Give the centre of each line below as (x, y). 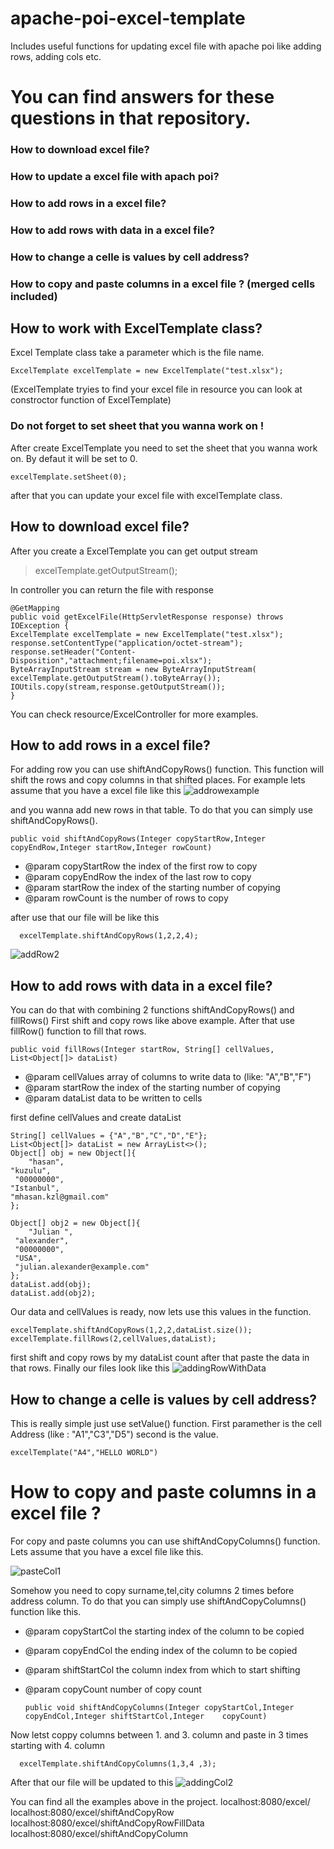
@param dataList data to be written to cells (113, 1098)
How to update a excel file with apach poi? (115, 176)
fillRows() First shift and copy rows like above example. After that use (152, 1021)
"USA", (28, 1258)
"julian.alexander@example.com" (82, 1267)
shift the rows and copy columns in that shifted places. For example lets (158, 780)
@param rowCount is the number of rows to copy (126, 898)
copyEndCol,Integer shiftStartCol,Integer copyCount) (146, 1716)
